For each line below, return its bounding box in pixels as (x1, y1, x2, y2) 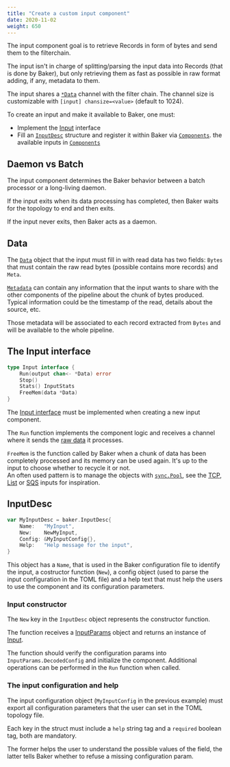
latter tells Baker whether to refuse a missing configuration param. (7, 752, 194, 760)
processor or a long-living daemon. (7, 184, 107, 192)
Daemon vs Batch (7, 158, 84, 170)
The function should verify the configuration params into (7, 649, 167, 657)
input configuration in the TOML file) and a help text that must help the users (7, 575, 223, 583)
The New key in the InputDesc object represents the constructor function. (7, 615, 211, 624)
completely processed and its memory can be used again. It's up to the (7, 456, 208, 465)
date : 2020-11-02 (7, 16, 57, 23)
